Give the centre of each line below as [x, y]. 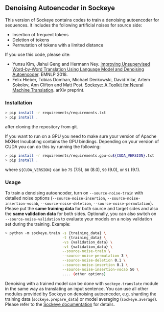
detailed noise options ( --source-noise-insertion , [56, 198]
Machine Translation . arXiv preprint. [48, 90]
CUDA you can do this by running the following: [53, 146]
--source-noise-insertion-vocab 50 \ [100, 269]
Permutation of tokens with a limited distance [58, 45]
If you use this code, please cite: [38, 54]
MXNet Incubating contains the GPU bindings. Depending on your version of [82, 141]
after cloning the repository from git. [42, 126]
